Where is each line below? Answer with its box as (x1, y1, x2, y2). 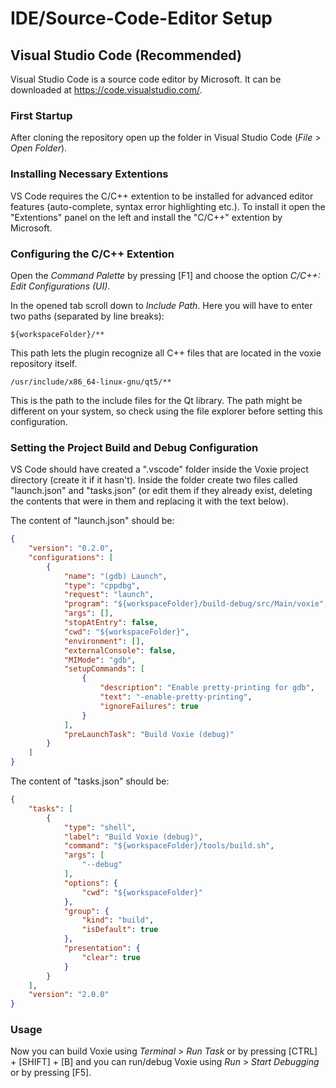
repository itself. (10, 357, 78, 369)
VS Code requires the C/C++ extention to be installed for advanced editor (10, 190, 314, 202)
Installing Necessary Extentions (10, 167, 169, 181)
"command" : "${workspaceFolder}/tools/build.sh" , (63, 841, 275, 851)
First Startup (10, 108, 73, 122)
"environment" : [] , (63, 636, 145, 646)
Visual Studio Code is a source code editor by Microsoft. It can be (10, 73, 282, 85)
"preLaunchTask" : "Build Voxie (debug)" (63, 729, 235, 739)
